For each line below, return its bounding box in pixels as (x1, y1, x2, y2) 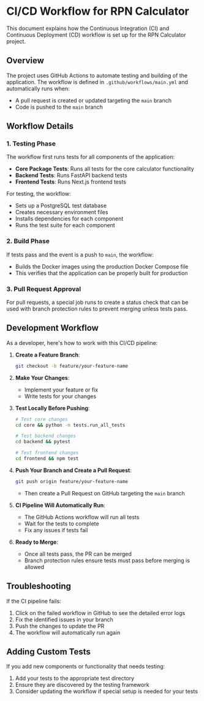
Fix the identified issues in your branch (15, 616, 113, 623)
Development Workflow (6, 323, 99, 333)
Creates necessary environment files (15, 209, 108, 216)
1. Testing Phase (6, 139, 56, 148)
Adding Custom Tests (6, 646, 91, 657)
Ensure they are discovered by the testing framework (15, 681, 149, 689)
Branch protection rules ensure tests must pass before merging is (24, 557, 190, 564)
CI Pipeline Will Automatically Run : (15, 502, 105, 509)
